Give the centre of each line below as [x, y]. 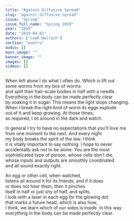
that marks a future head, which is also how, [52, 202]
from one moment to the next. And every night [54, 134]
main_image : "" [21, 52]
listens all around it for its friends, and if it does [54, 181]
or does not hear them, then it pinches [45, 186]
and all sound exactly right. [33, 166]
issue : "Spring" [22, 19]
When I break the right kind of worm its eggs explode [61, 108]
